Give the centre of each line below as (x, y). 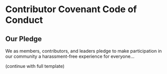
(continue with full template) (35, 66)
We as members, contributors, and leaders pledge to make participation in (84, 51)
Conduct (24, 20)
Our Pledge (24, 39)
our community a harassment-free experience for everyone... (70, 56)
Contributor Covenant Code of (71, 9)
